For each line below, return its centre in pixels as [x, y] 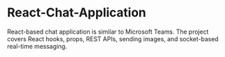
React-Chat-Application [76, 13]
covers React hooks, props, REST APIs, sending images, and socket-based [113, 38]
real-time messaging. [37, 46]
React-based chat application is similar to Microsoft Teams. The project [108, 32]
